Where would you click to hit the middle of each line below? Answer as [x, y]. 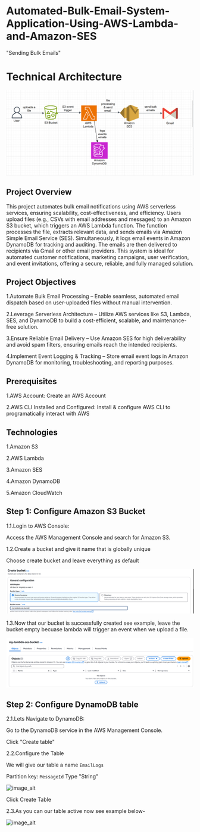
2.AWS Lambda [25, 458]
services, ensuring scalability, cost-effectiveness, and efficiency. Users [94, 213]
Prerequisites [32, 381]
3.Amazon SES [24, 469]
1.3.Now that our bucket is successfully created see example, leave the [93, 623]
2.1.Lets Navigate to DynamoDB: [46, 719]
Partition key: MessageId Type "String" [52, 777]
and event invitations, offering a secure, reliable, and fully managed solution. [100, 263]
